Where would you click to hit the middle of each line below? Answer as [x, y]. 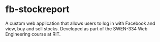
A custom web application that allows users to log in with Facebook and [80, 23]
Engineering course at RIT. [33, 34]
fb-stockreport [37, 9]
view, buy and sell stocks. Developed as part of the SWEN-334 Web [76, 28]
